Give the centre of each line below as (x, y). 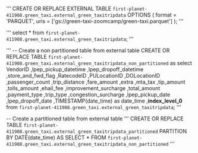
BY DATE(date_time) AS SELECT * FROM (56, 138)
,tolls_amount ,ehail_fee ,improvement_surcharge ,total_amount (83, 88)
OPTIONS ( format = (152, 15)
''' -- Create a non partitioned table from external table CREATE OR (88, 50)
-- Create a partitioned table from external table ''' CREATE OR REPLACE (95, 119)
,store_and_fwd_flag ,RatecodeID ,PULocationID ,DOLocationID (83, 76)
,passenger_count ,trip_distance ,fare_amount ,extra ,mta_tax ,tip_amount (96, 82)
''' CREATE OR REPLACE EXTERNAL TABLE (59, 9)
